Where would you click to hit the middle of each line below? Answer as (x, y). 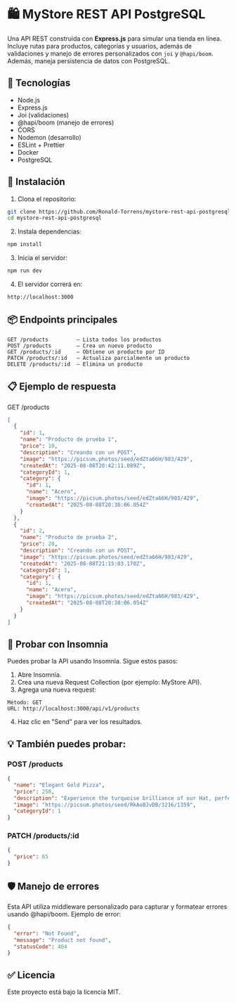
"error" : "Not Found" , (47, 933)
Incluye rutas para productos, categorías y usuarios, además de (99, 46)
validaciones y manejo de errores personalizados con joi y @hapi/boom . (110, 53)
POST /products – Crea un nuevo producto (80, 346)
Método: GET (25, 703)
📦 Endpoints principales (63, 320)
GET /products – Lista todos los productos (84, 339)
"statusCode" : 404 (41, 947)
